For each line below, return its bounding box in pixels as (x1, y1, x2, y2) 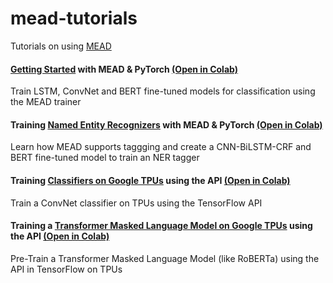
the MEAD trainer (10, 96, 82, 108)
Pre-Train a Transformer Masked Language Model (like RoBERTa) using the (10, 252, 320, 264)
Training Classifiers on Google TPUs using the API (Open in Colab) (10, 174, 291, 186)
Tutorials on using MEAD (10, 40, 112, 52)
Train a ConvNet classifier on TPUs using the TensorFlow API (10, 197, 263, 209)
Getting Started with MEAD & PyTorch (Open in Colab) (10, 63, 238, 75)
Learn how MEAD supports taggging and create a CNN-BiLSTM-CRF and (10, 141, 312, 153)
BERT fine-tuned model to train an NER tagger (10, 152, 200, 164)
